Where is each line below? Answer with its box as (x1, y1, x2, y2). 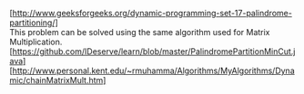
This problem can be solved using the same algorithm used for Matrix (9, 27, 270, 37)
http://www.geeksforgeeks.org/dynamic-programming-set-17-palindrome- (12, 8, 293, 18)
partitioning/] (9, 17, 59, 28)
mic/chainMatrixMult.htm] (9, 75, 106, 85)
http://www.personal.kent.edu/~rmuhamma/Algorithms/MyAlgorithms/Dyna (12, 65, 295, 76)
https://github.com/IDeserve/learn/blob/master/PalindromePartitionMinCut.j (12, 46, 296, 57)
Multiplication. (9, 36, 63, 47)
